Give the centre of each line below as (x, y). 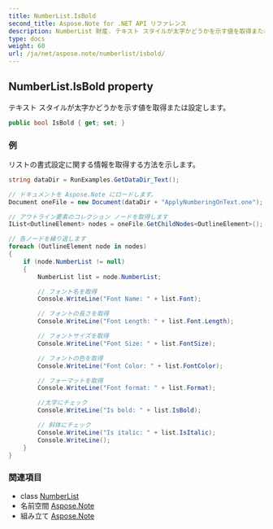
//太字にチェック (63, 403)
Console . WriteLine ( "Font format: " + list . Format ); (127, 388)
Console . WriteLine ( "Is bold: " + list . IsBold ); (119, 411)
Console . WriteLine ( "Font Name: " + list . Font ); (119, 299)
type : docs (27, 39)
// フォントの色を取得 (70, 358)
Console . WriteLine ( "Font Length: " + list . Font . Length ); (136, 321)
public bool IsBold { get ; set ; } (67, 123)
